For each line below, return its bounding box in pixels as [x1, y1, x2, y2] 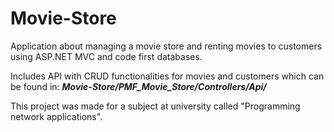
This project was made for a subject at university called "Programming [10, 100, 301, 112]
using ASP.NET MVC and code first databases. [10, 50, 203, 62]
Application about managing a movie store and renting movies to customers [10, 40, 323, 52]
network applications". [10, 110, 103, 122]
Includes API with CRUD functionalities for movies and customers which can [10, 70, 325, 82]
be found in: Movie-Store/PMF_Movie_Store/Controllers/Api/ [10, 80, 267, 92]
